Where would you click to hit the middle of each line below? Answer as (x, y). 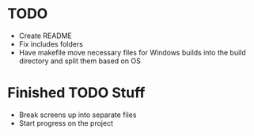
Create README (45, 36)
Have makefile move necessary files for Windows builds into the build (132, 52)
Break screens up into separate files (78, 115)
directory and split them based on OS (80, 61)
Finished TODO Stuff (76, 93)
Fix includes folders (51, 43)
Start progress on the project (66, 123)
